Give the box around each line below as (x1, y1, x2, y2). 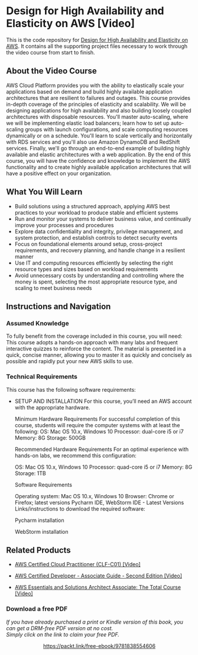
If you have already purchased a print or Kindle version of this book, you (6, 618, 183, 625)
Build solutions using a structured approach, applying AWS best (14, 202, 170, 209)
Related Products (6, 545, 71, 555)
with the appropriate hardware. (14, 404, 90, 411)
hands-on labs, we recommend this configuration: (14, 451, 137, 459)
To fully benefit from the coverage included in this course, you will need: (6, 333, 183, 340)
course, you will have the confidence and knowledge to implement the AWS (6, 157, 190, 164)
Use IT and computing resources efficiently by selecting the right (14, 259, 173, 266)
